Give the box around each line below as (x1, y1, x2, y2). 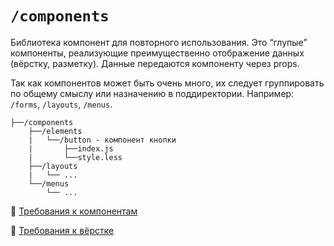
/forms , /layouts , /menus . (10, 98, 113, 110)
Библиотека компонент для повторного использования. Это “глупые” (10, 36, 308, 48)
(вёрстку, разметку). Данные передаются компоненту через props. (10, 57, 300, 69)
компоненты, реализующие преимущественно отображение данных (10, 47, 305, 59)
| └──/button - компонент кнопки (28, 135, 177, 145)
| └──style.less (28, 152, 123, 162)
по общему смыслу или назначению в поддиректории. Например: (10, 87, 295, 99)
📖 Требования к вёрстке (10, 224, 115, 236)
